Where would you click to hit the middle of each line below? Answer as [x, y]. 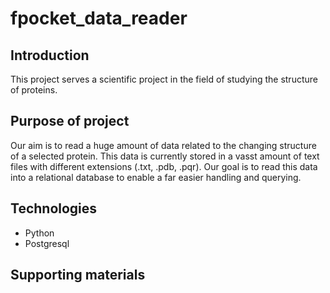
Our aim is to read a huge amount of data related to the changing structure [163, 145]
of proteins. [34, 90]
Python [39, 233]
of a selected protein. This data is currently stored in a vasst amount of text [165, 156]
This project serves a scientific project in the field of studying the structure [164, 79]
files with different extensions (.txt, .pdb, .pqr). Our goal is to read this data [164, 166]
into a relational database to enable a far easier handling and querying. [156, 177]
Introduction [50, 55]
